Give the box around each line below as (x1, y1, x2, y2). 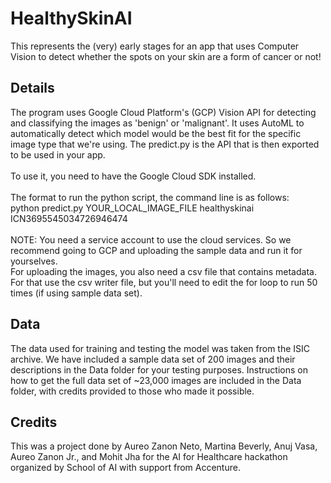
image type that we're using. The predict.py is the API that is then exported (10, 138, 320, 150)
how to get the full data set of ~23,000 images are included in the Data (10, 374, 302, 386)
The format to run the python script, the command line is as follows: (10, 191, 290, 203)
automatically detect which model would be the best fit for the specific (10, 127, 302, 139)
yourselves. (10, 255, 58, 267)
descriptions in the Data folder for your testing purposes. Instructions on (10, 363, 308, 376)
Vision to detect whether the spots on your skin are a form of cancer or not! (10, 50, 322, 62)
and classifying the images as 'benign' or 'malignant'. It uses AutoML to (10, 117, 305, 129)
